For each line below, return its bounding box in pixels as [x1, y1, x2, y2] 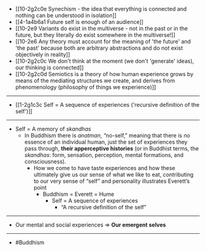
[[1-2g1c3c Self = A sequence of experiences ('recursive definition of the [15, 101, 200, 108]
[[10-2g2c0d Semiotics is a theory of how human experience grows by [15, 71, 194, 77]
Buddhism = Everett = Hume [42, 190, 115, 198]
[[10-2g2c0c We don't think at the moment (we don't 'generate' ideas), [15, 58, 194, 64]
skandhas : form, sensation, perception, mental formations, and [24, 152, 184, 158]
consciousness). [24, 158, 66, 165]
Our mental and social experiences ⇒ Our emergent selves [15, 221, 166, 228]
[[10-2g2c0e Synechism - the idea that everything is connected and [15, 6, 187, 12]
